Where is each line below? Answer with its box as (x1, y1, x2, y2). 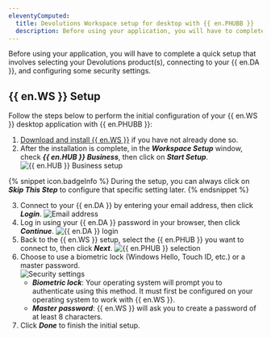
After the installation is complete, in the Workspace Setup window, (19, 144, 244, 153)
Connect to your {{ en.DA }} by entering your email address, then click (19, 201, 254, 211)
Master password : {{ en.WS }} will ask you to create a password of (31, 303, 256, 313)
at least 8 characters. (31, 312, 103, 322)
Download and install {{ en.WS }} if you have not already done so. (19, 135, 239, 145)
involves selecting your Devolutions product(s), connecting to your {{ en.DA (8, 57, 260, 67)
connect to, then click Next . (19, 244, 113, 253)
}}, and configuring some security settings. (8, 66, 152, 76)
